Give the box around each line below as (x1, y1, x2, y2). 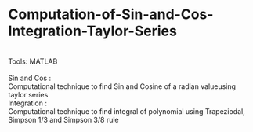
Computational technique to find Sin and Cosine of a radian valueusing (8, 81, 237, 91)
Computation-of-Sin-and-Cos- (8, 5, 214, 24)
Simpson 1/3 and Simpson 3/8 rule (8, 115, 119, 124)
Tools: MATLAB (8, 57, 58, 66)
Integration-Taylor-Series (8, 22, 178, 40)
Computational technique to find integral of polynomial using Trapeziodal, (8, 106, 245, 115)
